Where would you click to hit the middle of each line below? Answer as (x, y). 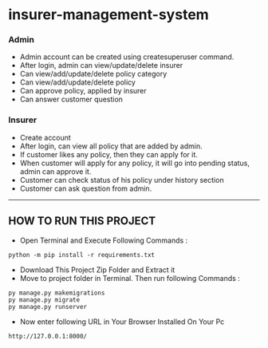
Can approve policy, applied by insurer (83, 91)
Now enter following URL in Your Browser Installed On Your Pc (122, 322)
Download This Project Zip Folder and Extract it (97, 270)
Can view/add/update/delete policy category (93, 74)
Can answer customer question (71, 99)
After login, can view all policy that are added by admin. (111, 146)
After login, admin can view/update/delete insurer (101, 65)
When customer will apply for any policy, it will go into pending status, (134, 163)
